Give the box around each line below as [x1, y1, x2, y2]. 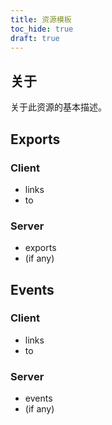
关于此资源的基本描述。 [10, 101, 107, 113]
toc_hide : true [10, 24, 74, 34]
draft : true [10, 33, 60, 43]
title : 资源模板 [10, 14, 72, 25]
